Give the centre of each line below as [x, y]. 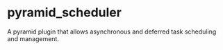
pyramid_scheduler [64, 13]
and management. [33, 38]
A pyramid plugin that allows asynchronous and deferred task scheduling [112, 32]
